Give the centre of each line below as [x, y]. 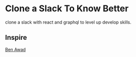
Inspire [16, 38]
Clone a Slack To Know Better [67, 9]
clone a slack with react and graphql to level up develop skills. [68, 22]
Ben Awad [16, 49]
